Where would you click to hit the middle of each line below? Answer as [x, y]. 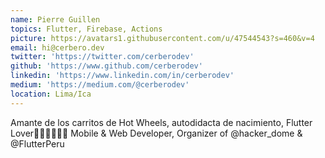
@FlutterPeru [37, 143]
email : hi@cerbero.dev [57, 47]
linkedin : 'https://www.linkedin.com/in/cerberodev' [122, 76]
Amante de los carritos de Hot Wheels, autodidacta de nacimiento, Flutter [161, 122]
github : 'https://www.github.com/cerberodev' [106, 66]
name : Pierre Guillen [55, 19]
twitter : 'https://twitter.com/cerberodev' [102, 57]
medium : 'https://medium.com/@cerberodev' [100, 85]
